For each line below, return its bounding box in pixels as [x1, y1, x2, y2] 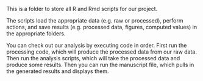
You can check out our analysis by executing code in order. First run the [6, 42, 187, 49]
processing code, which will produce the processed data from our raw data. [6, 48, 197, 55]
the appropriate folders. [6, 30, 66, 37]
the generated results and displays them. [6, 68, 109, 75]
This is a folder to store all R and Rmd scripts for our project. [6, 5, 158, 12]
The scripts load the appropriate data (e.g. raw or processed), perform [6, 17, 184, 24]
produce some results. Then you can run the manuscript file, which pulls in [6, 61, 194, 68]
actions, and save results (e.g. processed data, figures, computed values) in [6, 24, 197, 30]
